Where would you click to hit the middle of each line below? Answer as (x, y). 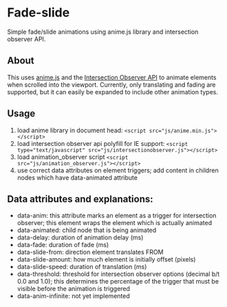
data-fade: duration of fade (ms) (63, 245)
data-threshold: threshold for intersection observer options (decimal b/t (118, 274)
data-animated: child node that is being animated (87, 230)
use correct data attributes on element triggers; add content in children (118, 170)
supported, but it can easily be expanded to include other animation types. (113, 92)
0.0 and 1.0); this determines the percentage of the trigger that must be (118, 282)
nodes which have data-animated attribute (77, 178)
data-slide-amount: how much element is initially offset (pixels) (106, 260)
